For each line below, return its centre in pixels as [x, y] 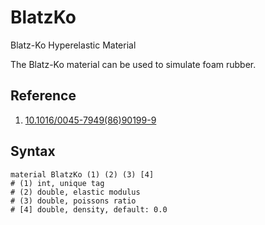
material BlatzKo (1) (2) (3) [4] [82, 174]
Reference [43, 96]
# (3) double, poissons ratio [73, 201]
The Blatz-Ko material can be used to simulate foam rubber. [133, 64]
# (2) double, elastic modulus [75, 192]
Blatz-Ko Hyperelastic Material [73, 45]
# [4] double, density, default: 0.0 [89, 209]
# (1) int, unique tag [57, 183]
